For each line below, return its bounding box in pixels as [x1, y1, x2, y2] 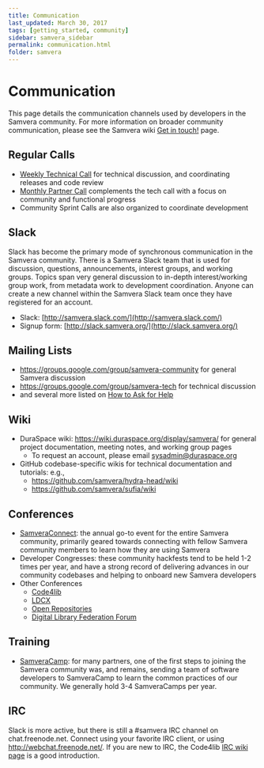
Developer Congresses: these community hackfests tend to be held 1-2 [19, 554, 251, 562]
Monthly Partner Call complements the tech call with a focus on [19, 186, 227, 195]
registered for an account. [8, 297, 93, 307]
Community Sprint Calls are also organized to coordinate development [19, 202, 249, 212]
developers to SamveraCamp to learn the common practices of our [19, 673, 238, 683]
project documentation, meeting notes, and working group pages [19, 442, 232, 452]
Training [8, 635, 51, 649]
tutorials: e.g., [19, 467, 65, 477]
